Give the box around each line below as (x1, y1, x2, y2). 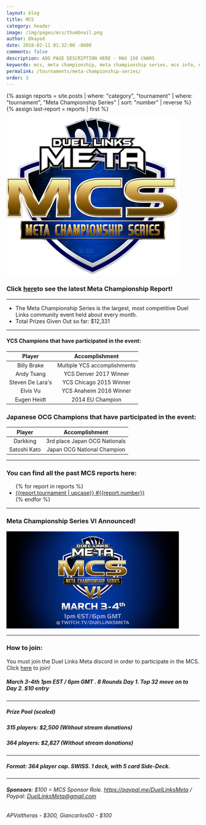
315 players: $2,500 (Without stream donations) (6, 724, 133, 731)
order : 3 (6, 74, 29, 81)
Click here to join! (6, 664, 51, 671)
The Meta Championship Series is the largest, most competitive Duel (15, 304, 189, 311)
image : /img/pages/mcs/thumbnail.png (6, 29, 103, 36)
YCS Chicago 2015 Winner (62, 378, 131, 386)
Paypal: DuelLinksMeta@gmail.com (6, 792, 97, 800)
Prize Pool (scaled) (6, 708, 56, 716)
